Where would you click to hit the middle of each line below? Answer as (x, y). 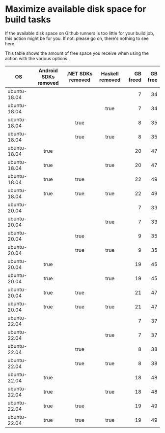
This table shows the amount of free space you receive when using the (77, 53)
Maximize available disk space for (76, 9)
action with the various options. (37, 58)
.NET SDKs (80, 73)
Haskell (110, 73)
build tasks (28, 19)
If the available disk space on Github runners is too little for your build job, (80, 33)
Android (48, 70)
